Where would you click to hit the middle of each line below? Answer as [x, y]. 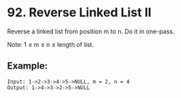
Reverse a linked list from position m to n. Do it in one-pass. [91, 31]
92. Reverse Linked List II [79, 13]
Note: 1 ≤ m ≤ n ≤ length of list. [51, 44]
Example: [27, 66]
